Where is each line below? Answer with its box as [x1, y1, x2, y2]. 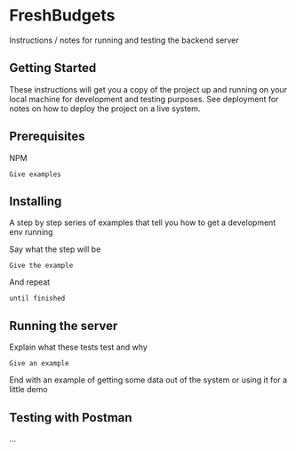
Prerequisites [9, 129, 85, 144]
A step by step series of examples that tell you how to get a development [9, 217, 276, 228]
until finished [9, 294, 66, 303]
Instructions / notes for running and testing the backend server [9, 35, 240, 45]
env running [9, 227, 53, 238]
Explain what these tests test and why [9, 342, 148, 352]
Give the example [9, 262, 74, 270]
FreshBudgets [9, 5, 116, 26]
